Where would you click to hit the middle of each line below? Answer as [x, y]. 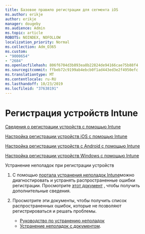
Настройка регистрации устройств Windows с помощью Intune [72, 156]
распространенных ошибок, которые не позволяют [67, 206]
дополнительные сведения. [41, 191]
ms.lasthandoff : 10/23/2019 [34, 84]
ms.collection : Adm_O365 [31, 47]
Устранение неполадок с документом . [60, 226]
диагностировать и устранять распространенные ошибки [74, 180]
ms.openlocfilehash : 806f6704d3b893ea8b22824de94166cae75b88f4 [72, 65]
